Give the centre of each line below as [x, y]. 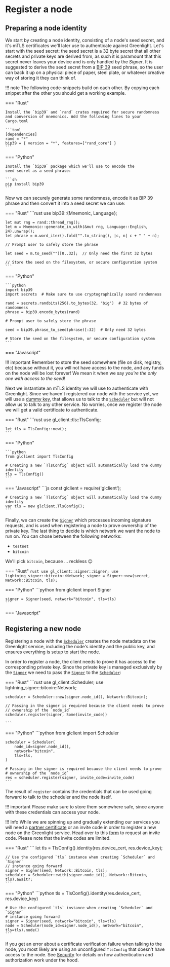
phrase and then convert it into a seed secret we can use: [65, 203]
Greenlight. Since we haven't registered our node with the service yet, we [82, 394]
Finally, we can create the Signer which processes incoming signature [78, 520]
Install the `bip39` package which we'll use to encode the [70, 166]
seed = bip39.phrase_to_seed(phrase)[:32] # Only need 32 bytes [75, 330]
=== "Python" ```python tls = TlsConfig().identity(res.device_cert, [73, 893]
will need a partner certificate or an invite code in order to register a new [81, 827]
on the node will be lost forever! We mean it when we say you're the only [81, 373]
